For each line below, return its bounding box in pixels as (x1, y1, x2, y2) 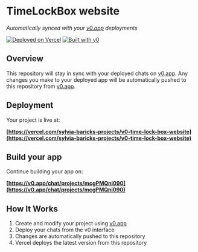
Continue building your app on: (6, 168, 83, 175)
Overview (6, 53, 44, 64)
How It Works (6, 204, 59, 214)
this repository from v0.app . (6, 82, 75, 90)
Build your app (6, 151, 62, 162)
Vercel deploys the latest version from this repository (14, 239, 147, 247)
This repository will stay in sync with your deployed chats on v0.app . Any (6, 70, 188, 77)
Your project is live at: (6, 116, 60, 124)
